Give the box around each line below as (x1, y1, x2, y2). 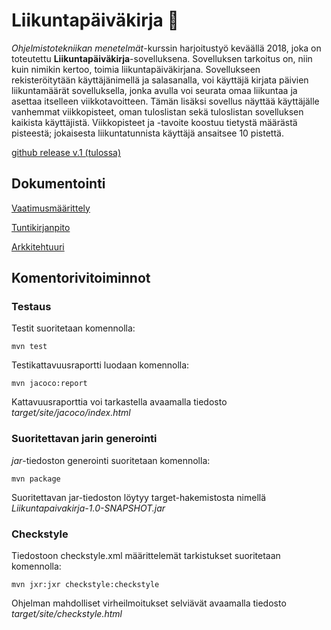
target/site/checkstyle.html (11, 608, 123, 620)
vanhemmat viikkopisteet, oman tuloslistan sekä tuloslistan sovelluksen (11, 105, 304, 118)
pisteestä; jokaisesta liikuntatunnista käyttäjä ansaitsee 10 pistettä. (11, 127, 284, 139)
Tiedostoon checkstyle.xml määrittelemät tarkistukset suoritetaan (11, 550, 281, 562)
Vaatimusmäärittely (11, 202, 91, 214)
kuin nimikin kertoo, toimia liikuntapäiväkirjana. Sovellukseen (11, 63, 261, 75)
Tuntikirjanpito (11, 221, 71, 233)
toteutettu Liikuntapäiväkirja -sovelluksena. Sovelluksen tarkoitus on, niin (11, 52, 313, 64)
